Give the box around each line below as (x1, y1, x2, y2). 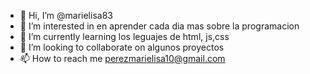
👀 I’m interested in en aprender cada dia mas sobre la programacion (19, 20, 300, 32)
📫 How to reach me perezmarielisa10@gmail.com (19, 53, 226, 64)
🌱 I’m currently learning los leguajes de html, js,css (19, 31, 230, 42)
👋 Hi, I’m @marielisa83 (19, 10, 113, 21)
